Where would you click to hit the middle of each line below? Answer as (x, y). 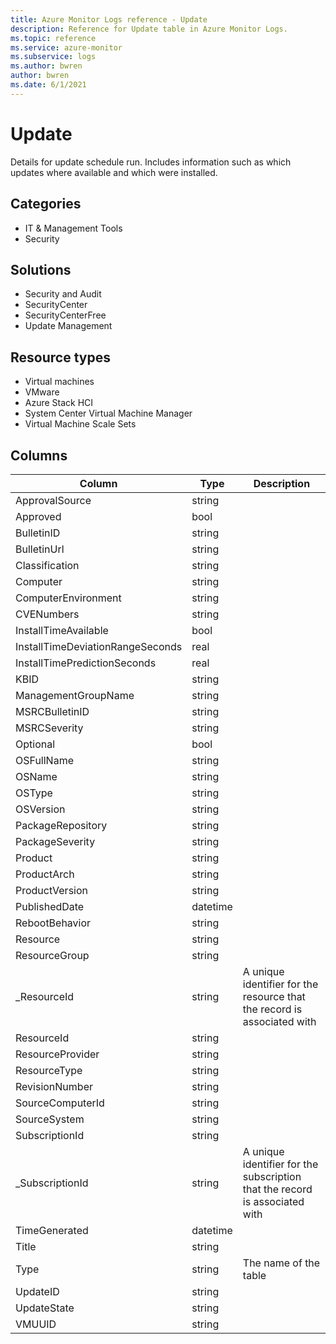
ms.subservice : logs (53, 57)
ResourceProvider (57, 1054)
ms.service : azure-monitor (66, 47)
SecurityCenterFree (65, 315)
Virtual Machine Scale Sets (80, 424)
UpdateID (37, 1291)
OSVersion (40, 809)
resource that (274, 996)
